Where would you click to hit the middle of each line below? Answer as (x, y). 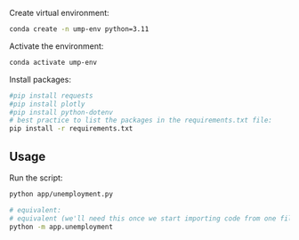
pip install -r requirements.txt (71, 129)
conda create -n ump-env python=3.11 (79, 29)
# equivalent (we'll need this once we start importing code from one (143, 218)
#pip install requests (51, 96)
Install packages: (40, 79)
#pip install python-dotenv (61, 112)
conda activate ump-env (53, 62)
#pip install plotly (48, 104)
